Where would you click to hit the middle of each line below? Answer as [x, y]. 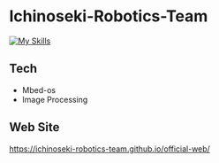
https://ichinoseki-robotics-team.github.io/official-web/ [109, 149]
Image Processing [55, 99]
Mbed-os [38, 89]
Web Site [34, 127]
